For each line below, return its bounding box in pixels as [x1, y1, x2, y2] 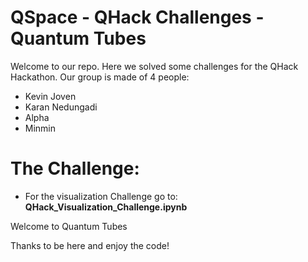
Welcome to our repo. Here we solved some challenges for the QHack [10, 60, 299, 72]
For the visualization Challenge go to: [24, 190, 178, 202]
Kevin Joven [24, 90, 77, 102]
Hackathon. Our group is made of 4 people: [10, 71, 190, 83]
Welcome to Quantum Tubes [10, 220, 128, 232]
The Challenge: [10, 157, 140, 180]
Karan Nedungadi [24, 101, 98, 113]
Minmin [24, 122, 57, 134]
